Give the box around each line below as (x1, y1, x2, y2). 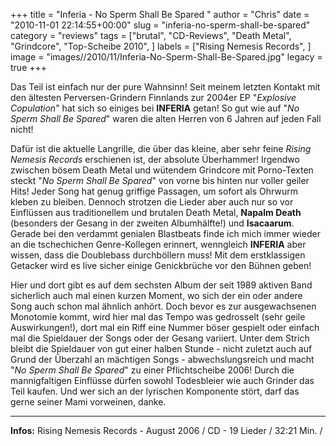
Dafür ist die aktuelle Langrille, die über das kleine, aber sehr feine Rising (10, 143, 312, 154)
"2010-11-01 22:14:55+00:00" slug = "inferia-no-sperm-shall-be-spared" (10, 19, 311, 31)
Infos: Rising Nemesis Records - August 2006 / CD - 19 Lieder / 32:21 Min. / (10, 425, 323, 436)
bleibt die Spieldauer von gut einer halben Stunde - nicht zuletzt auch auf (10, 343, 313, 354)
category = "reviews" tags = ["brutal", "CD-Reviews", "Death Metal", (10, 30, 292, 41)
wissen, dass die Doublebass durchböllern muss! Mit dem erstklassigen (10, 249, 306, 261)
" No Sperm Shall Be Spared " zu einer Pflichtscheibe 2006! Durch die (10, 364, 295, 376)
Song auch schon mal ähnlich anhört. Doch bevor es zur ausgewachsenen (10, 300, 317, 312)
